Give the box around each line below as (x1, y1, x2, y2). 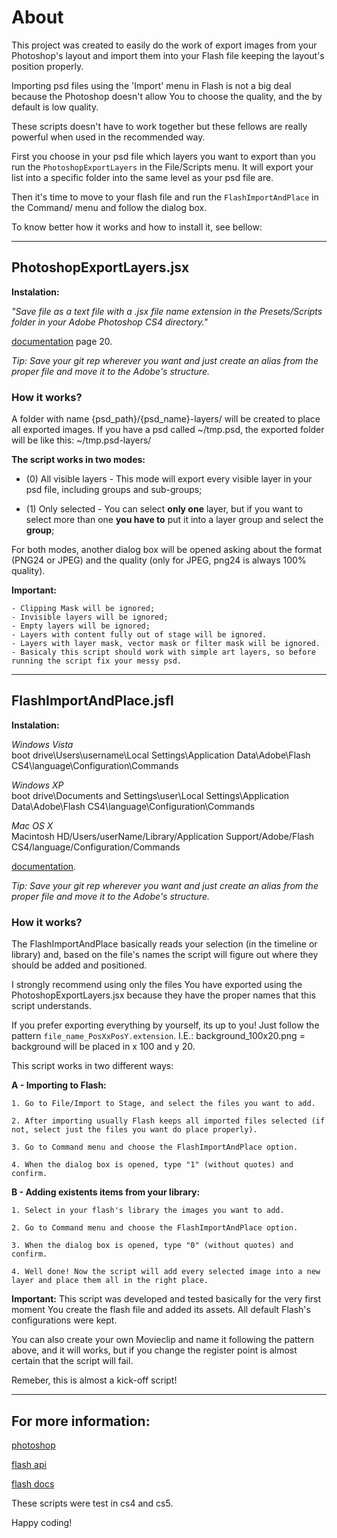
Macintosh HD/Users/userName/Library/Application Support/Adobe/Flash (11, 830, 315, 842)
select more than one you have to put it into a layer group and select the (25, 514, 324, 526)
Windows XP (11, 779, 64, 791)
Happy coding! (11, 1516, 73, 1528)
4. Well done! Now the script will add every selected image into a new (11, 1267, 321, 1277)
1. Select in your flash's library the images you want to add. (11, 1206, 285, 1216)
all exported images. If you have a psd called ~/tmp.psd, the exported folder (11, 424, 325, 436)
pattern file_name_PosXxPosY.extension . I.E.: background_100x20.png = (11, 1030, 306, 1042)
